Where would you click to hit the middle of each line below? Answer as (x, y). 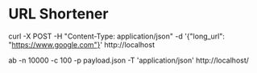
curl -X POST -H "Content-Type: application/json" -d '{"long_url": (117, 36)
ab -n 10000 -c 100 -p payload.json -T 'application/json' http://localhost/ (129, 60)
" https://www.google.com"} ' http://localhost (82, 44)
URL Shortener (58, 14)
